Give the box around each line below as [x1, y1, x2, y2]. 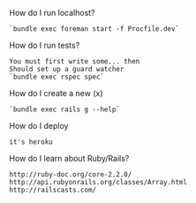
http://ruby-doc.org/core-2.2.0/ [9, 170, 132, 179]
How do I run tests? [9, 40, 80, 50]
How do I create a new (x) [9, 88, 103, 98]
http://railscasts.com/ [9, 185, 97, 194]
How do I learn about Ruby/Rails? [9, 154, 130, 163]
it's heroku [9, 138, 53, 147]
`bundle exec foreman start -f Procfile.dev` [9, 25, 179, 34]
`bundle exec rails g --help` [9, 105, 121, 114]
